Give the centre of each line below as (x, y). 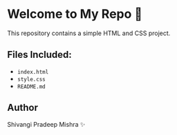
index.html (33, 72)
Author (22, 108)
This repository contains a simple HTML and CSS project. (89, 33)
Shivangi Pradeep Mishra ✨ (46, 124)
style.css (31, 79)
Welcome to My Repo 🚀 (75, 14)
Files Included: (40, 55)
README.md (31, 86)
